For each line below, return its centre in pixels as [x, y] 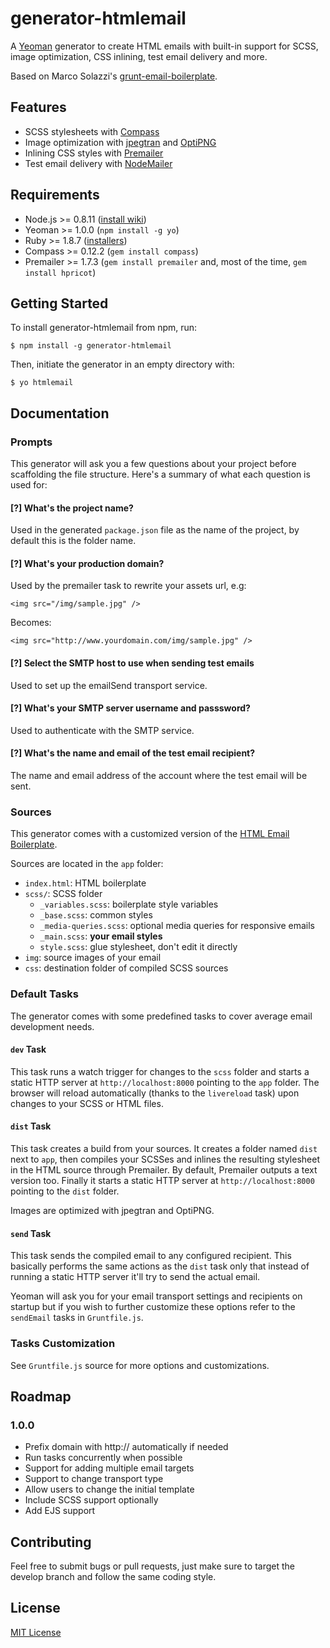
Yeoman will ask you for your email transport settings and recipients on [156, 1296]
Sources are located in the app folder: [87, 864]
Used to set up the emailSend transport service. [109, 685]
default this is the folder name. [73, 541]
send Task [31, 1233]
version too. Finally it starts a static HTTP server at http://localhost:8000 [162, 1181]
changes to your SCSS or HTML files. [87, 1103]
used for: [29, 485]
